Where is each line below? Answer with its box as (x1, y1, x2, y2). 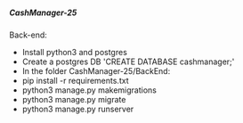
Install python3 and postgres (21, 46, 127, 57)
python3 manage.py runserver (21, 103, 134, 114)
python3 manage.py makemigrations (21, 85, 158, 95)
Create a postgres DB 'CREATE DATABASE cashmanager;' (21, 56, 235, 67)
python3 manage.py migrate (21, 94, 126, 104)
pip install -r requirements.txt (21, 75, 129, 86)
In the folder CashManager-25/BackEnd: (21, 65, 171, 76)
